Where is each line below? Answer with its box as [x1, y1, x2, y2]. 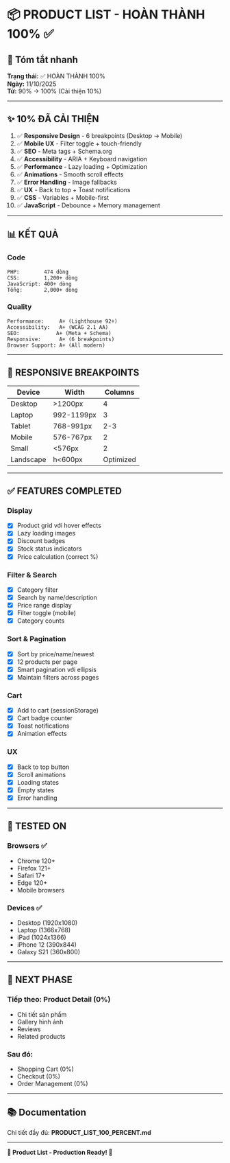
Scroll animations [16, 770, 66, 779]
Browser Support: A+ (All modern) [7, 342, 106, 349]
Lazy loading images [16, 529, 76, 538]
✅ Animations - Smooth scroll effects [16, 170, 124, 179]
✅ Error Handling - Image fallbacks [16, 178, 118, 186]
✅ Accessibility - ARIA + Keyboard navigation [16, 154, 148, 163]
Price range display [16, 601, 72, 610]
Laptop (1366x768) [16, 925, 71, 934]
